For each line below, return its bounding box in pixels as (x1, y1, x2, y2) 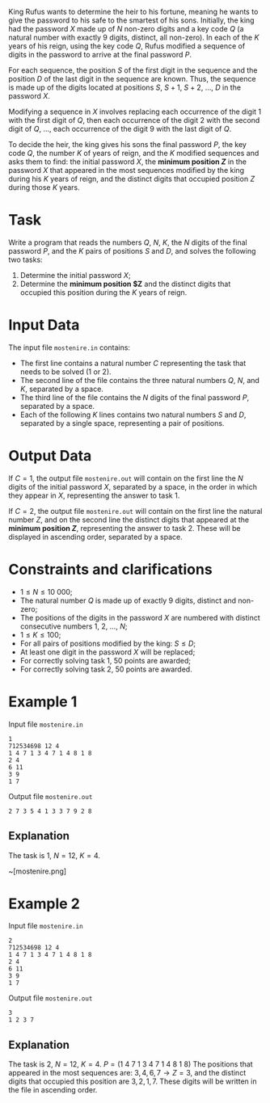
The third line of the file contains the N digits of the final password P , (19, 392, 250, 402)
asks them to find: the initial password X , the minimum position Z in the (8, 157, 247, 166)
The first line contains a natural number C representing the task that (19, 358, 247, 368)
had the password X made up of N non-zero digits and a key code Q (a (8, 24, 244, 33)
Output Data (8, 447, 92, 465)
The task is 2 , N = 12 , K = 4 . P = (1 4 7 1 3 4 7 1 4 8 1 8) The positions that (8, 1059, 253, 1069)
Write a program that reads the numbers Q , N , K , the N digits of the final (8, 238, 248, 247)
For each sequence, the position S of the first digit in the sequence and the (8, 65, 258, 75)
